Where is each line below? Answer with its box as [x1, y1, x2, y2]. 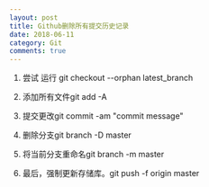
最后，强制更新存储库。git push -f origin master [22, 168, 200, 179]
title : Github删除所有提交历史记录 [9, 22, 129, 31]
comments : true [9, 47, 67, 56]
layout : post [9, 13, 59, 22]
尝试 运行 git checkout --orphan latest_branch [22, 73, 194, 84]
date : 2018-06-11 [9, 30, 75, 39]
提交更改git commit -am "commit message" [22, 111, 184, 121]
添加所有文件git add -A [22, 92, 107, 102]
